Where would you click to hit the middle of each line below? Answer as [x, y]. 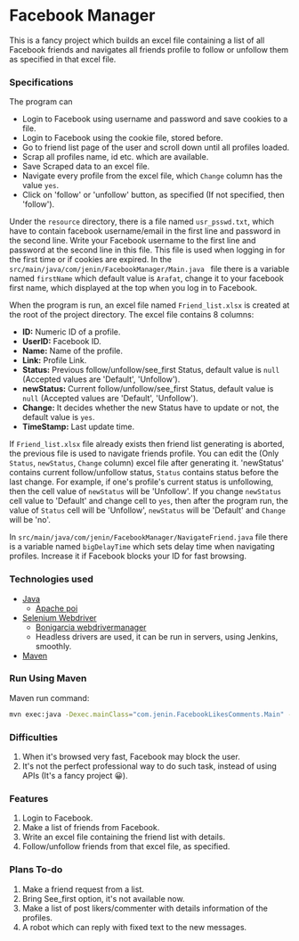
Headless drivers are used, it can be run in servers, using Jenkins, [157, 636]
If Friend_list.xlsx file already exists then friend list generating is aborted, [147, 444]
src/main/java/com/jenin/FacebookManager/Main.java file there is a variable [149, 269]
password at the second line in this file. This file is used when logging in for [147, 250]
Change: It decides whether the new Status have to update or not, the [150, 408]
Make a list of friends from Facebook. [91, 828]
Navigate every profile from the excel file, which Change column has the [152, 176]
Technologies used [51, 579]
